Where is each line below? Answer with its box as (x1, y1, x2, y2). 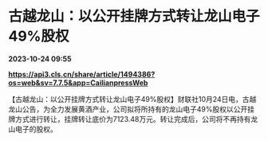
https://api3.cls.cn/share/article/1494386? (8, 69, 156, 79)
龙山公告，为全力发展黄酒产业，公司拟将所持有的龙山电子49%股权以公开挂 (8, 104, 255, 114)
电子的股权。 (14, 124, 57, 134)
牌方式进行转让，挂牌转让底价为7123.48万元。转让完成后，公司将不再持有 (8, 114, 251, 123)
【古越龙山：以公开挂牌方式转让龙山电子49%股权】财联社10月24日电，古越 (8, 94, 257, 104)
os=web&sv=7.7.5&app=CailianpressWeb (8, 77, 148, 88)
